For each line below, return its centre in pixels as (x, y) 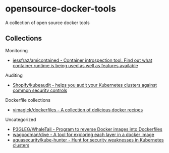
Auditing (14, 75)
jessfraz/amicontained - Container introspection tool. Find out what (82, 60)
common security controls (40, 90)
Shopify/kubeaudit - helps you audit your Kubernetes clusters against (85, 85)
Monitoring (17, 50)
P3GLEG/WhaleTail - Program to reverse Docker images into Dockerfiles (87, 129)
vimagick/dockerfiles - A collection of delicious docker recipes (78, 110)
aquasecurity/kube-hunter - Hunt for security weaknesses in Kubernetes (88, 140)
